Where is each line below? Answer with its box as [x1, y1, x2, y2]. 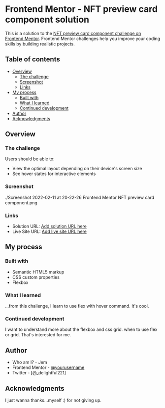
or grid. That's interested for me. [5, 332, 71, 338]
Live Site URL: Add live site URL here [12, 228, 87, 234]
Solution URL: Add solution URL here [12, 224, 87, 229]
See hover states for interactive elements [12, 171, 96, 177]
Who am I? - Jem [12, 360, 47, 365]
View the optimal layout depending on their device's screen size [12, 166, 142, 172]
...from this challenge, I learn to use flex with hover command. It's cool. [5, 303, 149, 309]
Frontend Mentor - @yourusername [12, 364, 85, 370]
